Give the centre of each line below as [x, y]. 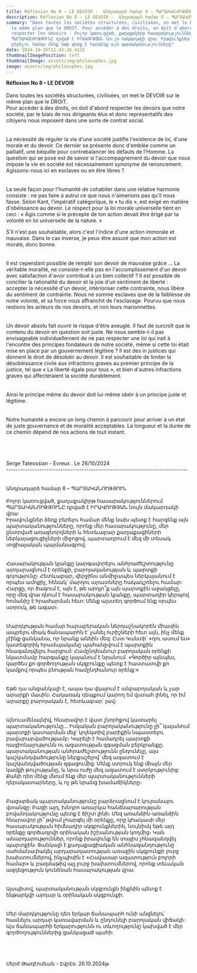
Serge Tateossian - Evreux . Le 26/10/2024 [58, 463]
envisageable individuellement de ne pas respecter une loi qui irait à [88, 338]
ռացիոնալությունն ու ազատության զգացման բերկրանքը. [85, 745]
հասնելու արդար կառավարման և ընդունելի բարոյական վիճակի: [96, 920]
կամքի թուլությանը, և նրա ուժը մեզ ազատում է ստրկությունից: [93, 770]
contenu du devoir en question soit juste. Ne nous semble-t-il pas [85, 332]
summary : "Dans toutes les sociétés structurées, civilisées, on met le [97, 22]
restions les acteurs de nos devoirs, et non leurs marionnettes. [81, 307]
